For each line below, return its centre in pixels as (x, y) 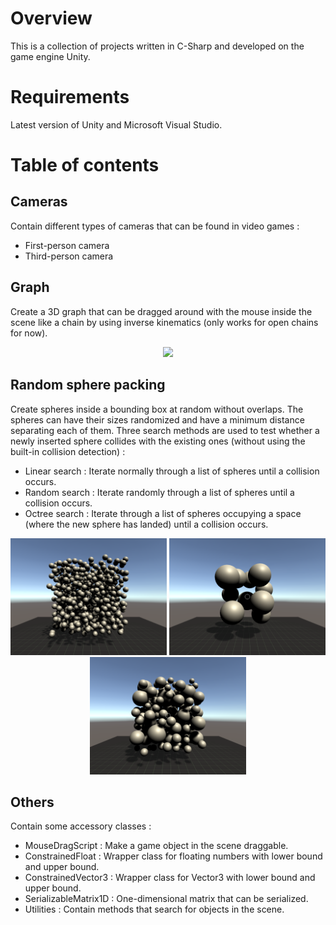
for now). (29, 333)
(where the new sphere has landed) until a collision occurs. (146, 524)
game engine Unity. (50, 56)
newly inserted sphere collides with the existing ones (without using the (158, 441)
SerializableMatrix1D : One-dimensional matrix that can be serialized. (166, 899)
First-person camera (67, 245)
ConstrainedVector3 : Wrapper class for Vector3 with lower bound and (170, 878)
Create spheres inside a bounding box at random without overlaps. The (157, 409)
